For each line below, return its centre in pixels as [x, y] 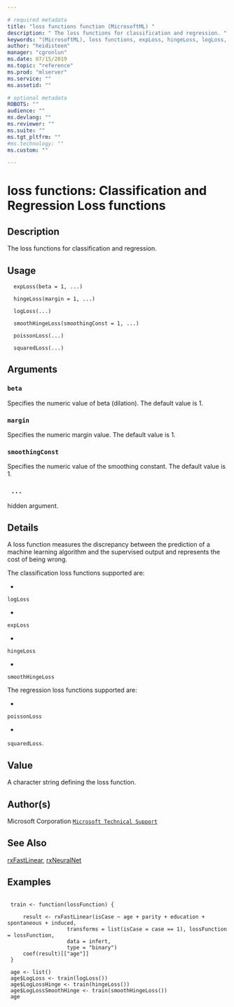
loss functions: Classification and [107, 191]
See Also [27, 843]
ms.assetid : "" [29, 85]
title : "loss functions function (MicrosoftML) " [81, 26]
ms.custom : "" [28, 150]
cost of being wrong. [37, 559]
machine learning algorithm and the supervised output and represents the [114, 552]
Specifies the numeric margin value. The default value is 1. [91, 435]
